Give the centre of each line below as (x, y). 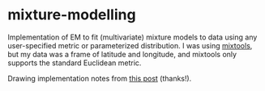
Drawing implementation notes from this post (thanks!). (100, 78)
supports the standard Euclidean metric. (75, 63)
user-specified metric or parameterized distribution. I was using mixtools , (130, 45)
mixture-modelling (72, 15)
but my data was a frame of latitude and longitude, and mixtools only (122, 54)
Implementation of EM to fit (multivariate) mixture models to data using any (132, 37)
